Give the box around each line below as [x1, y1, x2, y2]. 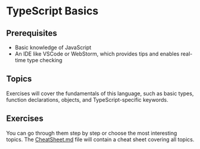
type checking [27, 57, 63, 63]
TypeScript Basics [6, 4, 99, 18]
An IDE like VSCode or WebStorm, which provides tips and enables [14, 50, 180, 57]
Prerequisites [6, 28, 57, 38]
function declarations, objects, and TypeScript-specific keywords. [6, 96, 169, 103]
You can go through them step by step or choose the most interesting [6, 129, 177, 136]
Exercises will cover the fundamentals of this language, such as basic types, [6, 90, 194, 97]
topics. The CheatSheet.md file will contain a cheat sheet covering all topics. [6, 136, 195, 143]
